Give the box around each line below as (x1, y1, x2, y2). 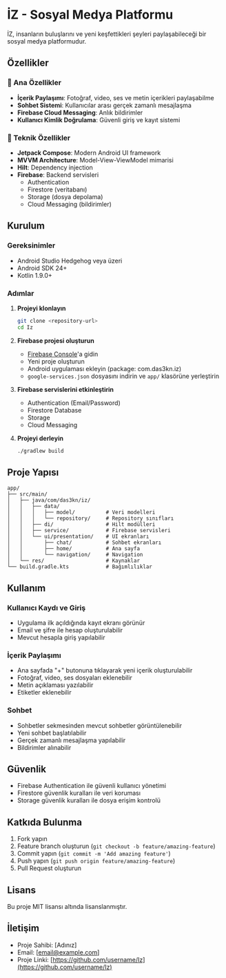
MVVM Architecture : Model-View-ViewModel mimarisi (17, 156, 174, 164)
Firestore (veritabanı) (27, 185, 88, 194)
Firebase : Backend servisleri (17, 170, 99, 179)
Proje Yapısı (7, 467, 59, 478)
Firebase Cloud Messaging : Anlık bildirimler (17, 108, 143, 117)
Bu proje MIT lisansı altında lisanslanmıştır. (7, 903, 127, 911)
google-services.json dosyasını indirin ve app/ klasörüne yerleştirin (27, 372, 219, 380)
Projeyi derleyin (17, 434, 64, 442)
